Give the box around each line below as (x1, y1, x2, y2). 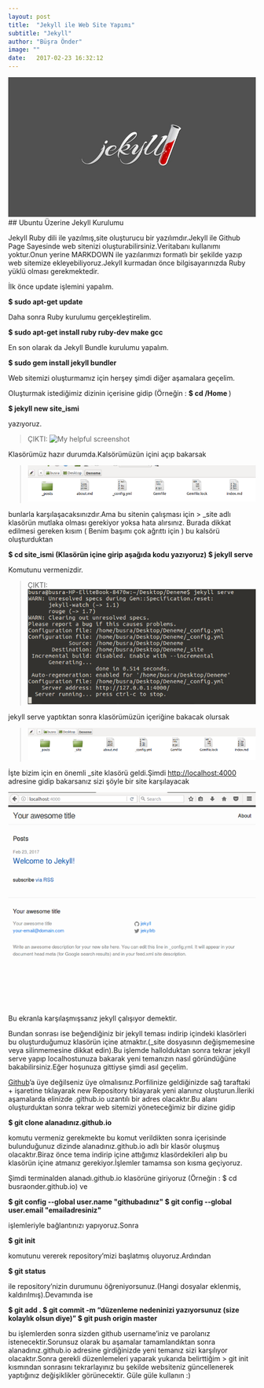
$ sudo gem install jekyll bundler (8, 358, 117, 367)
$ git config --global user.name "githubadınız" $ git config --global (8, 1197, 232, 1206)
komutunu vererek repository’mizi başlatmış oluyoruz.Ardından (8, 1251, 211, 1261)
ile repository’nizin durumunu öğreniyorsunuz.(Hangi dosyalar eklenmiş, (8, 1281, 241, 1290)
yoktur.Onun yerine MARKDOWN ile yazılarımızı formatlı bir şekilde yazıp (8, 249, 243, 259)
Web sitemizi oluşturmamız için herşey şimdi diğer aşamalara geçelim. (8, 373, 236, 382)
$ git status (8, 1266, 46, 1275)
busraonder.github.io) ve (8, 1181, 88, 1191)
